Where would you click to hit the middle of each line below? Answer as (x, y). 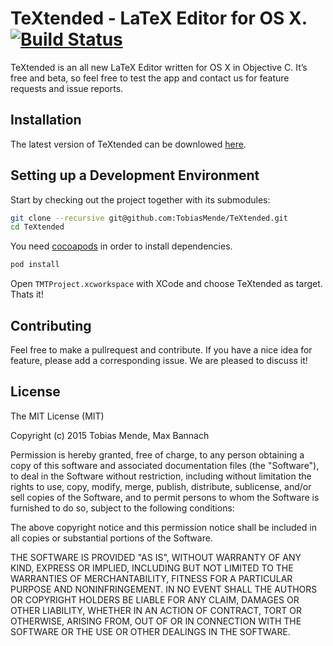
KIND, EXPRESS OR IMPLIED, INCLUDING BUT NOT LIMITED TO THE (152, 568)
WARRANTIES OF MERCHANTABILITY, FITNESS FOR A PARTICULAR (151, 578)
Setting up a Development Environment (135, 175)
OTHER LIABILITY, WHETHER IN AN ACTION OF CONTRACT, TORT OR (156, 610)
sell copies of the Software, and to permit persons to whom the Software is (165, 497)
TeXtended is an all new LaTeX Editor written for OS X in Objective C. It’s (159, 67)
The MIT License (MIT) (57, 416)
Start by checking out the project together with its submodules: (140, 199)
